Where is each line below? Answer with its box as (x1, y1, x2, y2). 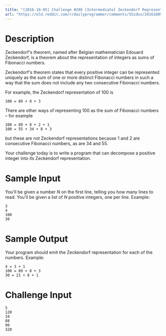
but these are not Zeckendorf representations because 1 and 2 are (5, 135, 140, 141)
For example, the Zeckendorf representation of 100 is (5, 89, 114, 95)
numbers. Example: (5, 255, 44, 261)
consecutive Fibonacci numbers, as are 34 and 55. (5, 141, 109, 147)
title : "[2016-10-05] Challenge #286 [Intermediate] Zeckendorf (5, 7, 140, 12)
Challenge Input (5, 289, 72, 300)
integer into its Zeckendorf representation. (5, 155, 91, 161)
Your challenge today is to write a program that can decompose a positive (5, 150, 156, 156)
